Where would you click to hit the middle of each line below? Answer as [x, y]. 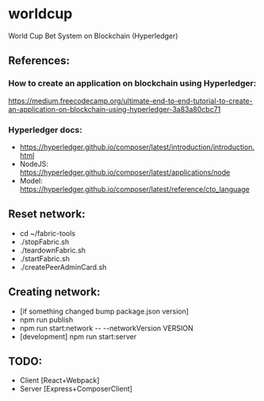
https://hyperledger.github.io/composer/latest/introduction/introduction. [137, 147]
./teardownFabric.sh [52, 250]
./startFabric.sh [44, 258]
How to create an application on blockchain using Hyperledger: [132, 83]
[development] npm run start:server [78, 336]
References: [39, 61]
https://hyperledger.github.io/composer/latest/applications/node [125, 172]
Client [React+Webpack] [59, 380]
